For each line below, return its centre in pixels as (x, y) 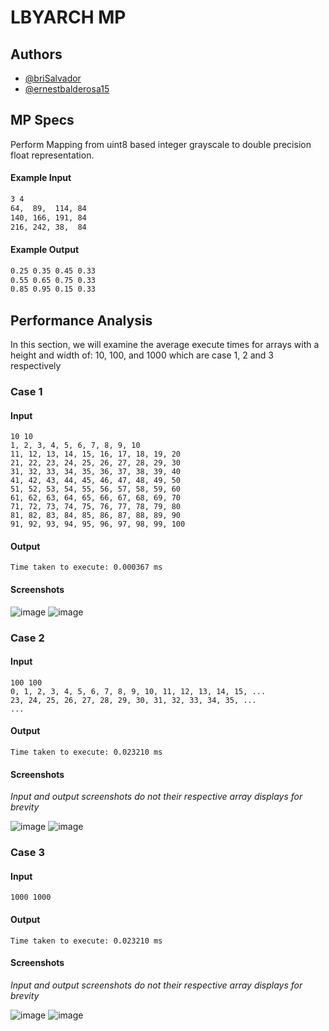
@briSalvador (53, 78)
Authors (36, 54)
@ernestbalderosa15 (67, 89)
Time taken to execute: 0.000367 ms (86, 567)
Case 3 (27, 853)
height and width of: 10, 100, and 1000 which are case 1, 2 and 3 (142, 355)
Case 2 (27, 638)
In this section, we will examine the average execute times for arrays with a (165, 345)
